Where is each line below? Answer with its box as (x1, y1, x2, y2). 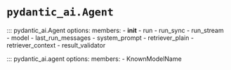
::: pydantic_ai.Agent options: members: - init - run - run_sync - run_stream (6, 26, 224, 34)
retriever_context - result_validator (6, 41, 106, 49)
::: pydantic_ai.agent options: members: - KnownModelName (6, 55, 182, 63)
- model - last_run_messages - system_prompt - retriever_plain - (6, 34, 194, 42)
